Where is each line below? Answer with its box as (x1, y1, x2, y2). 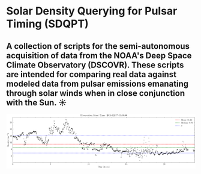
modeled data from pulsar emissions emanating (6, 78, 189, 89)
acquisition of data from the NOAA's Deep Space (6, 50, 192, 61)
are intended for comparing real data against (6, 69, 177, 79)
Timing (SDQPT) (6, 17, 89, 31)
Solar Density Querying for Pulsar (6, 4, 178, 18)
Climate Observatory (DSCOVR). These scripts (6, 60, 184, 70)
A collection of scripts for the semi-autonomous (6, 41, 190, 51)
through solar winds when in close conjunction (6, 88, 185, 98)
